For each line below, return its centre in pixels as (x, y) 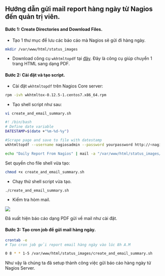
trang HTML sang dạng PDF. (41, 64)
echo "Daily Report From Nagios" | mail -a (50, 153)
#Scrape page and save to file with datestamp (54, 140)
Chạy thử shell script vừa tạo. (42, 181)
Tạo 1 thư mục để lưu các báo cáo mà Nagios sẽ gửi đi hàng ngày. (79, 40)
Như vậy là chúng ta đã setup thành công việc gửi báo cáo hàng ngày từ (78, 263)
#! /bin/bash (18, 122)
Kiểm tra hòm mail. (31, 200)
